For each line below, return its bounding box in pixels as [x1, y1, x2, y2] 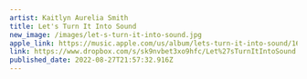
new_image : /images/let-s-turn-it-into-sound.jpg [9, 30, 203, 39]
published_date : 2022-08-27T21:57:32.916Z [9, 55, 174, 64]
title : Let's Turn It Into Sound [9, 22, 137, 31]
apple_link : [9, 38, 55, 48]
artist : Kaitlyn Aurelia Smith [9, 13, 129, 23]
